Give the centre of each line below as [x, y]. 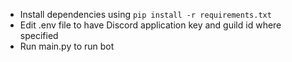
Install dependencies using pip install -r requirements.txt [145, 14]
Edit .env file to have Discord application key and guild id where [150, 25]
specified [39, 35]
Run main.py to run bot [67, 46]
